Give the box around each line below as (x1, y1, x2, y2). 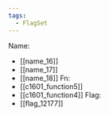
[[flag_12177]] (19, 99, 64, 108)
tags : (8, 11, 26, 20)
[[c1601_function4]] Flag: (19, 90, 102, 99)
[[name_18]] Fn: (19, 73, 71, 83)
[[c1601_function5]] (19, 81, 84, 91)
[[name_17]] (19, 64, 58, 74)
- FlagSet (15, 19, 48, 27)
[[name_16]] (19, 56, 59, 66)
